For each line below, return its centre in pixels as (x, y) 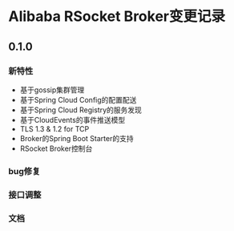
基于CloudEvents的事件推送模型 (73, 120)
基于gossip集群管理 (52, 90)
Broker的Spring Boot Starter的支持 (77, 138)
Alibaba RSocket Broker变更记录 (117, 16)
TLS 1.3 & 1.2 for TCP (54, 128)
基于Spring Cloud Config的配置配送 (78, 99)
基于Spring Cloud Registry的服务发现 (81, 110)
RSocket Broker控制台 (56, 148)
